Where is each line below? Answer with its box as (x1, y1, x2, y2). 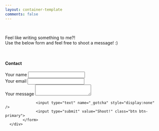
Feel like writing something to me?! (5, 35, 76, 41)
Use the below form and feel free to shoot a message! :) (5, 40, 118, 45)
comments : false (5, 12, 38, 17)
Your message (5, 91, 34, 97)
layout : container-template (5, 7, 63, 12)
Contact (5, 61, 22, 66)
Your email (5, 78, 27, 84)
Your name (5, 71, 27, 77)
